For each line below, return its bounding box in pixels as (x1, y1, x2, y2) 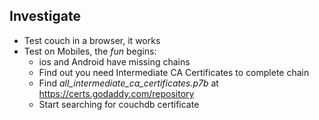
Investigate (9, 8, 81, 25)
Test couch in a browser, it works (23, 34, 161, 46)
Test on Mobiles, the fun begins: (23, 45, 157, 57)
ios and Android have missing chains (38, 55, 191, 68)
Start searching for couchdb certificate (38, 98, 200, 110)
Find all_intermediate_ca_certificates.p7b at (38, 77, 219, 89)
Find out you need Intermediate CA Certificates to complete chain (38, 66, 310, 78)
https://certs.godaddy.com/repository (38, 87, 195, 99)
